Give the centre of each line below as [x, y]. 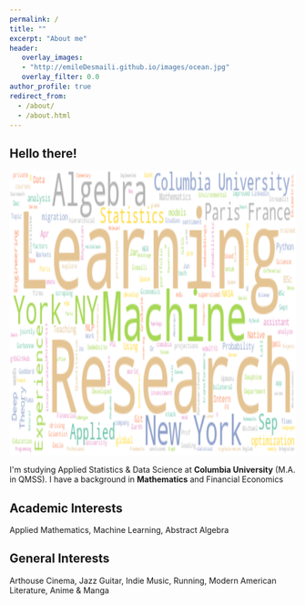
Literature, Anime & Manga [59, 590]
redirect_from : [38, 96]
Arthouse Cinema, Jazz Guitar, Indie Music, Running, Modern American [143, 580]
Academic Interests [66, 508]
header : [24, 48]
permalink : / [34, 19]
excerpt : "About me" [49, 38]
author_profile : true [51, 87]
